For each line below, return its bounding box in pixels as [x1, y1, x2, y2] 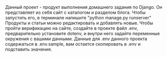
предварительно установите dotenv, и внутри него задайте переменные [5, 31, 160, 36]
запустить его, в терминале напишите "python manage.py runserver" [5, 15, 151, 20]
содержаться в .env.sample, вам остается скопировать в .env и [5, 41, 141, 47]
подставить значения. [5, 47, 52, 52]
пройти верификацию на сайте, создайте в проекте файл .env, [5, 25, 138, 31]
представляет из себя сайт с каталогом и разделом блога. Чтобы [5, 9, 146, 15]
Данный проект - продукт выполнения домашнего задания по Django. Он [5, 4, 162, 10]
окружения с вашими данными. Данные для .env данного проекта [5, 36, 147, 42]
